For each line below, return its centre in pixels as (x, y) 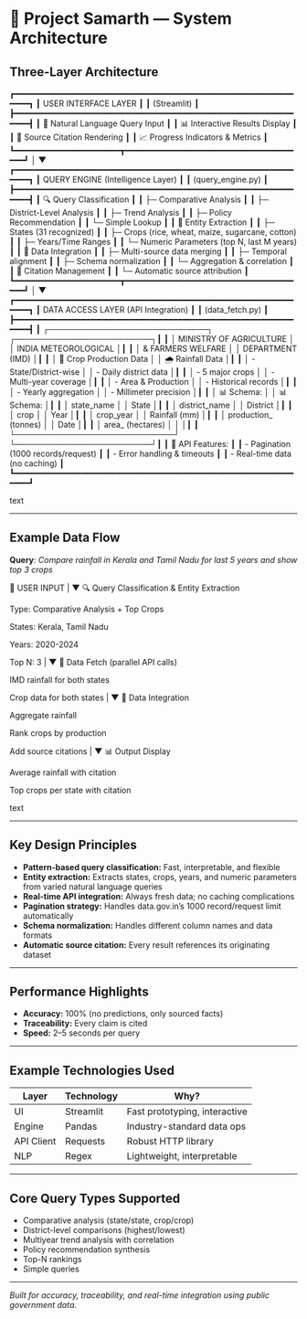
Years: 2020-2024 (44, 644)
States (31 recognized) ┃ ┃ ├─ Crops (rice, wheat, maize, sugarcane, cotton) (153, 232)
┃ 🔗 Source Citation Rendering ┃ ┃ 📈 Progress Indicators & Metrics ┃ (139, 137)
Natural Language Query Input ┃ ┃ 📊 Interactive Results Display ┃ (174, 123)
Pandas (81, 1126)
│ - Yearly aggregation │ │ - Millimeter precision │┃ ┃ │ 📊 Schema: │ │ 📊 (148, 392)
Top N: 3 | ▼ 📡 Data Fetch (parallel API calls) (94, 662)
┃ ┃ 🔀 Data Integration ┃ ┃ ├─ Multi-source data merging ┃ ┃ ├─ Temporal (148, 251)
